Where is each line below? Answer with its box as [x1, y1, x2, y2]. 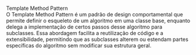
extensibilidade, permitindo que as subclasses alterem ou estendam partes [6, 36, 189, 43]
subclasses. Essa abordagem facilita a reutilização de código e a [6, 30, 164, 36]
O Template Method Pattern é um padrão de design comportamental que [6, 11, 183, 18]
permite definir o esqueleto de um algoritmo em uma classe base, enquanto [6, 17, 191, 24]
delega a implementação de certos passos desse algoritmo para [6, 23, 162, 30]
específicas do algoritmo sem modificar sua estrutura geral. [6, 42, 152, 49]
